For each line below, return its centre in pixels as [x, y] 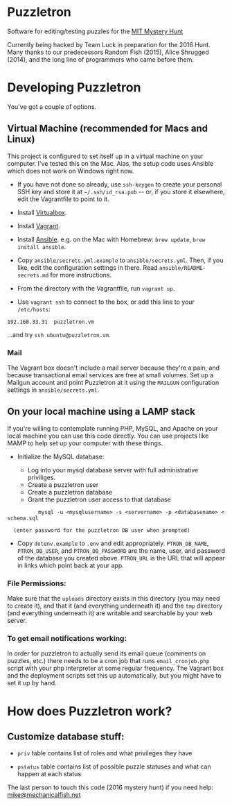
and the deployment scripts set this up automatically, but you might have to [114, 676]
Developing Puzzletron [74, 88]
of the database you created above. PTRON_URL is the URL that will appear [121, 558]
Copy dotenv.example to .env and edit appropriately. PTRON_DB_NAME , [113, 543]
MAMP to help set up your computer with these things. [85, 443]
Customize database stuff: [66, 736]
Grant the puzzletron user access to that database [99, 499]
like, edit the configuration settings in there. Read [87, 267]
